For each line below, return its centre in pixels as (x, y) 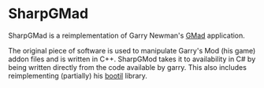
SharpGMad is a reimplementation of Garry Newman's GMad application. (127, 35)
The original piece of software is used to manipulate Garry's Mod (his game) (132, 50)
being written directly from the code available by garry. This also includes (127, 67)
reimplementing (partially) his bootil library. (78, 75)
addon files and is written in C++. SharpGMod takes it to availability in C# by (132, 59)
